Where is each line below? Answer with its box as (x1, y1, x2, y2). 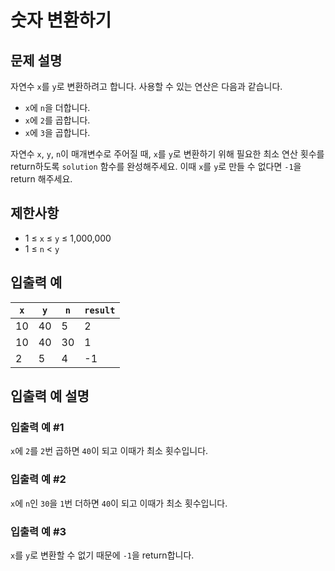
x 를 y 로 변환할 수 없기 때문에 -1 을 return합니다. (10, 549, 195, 561)
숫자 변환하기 (10, 9, 112, 32)
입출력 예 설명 (10, 388, 90, 405)
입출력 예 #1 (10, 420, 65, 434)
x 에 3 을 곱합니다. (24, 127, 91, 138)
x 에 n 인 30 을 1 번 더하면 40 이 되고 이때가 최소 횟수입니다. (10, 497, 228, 509)
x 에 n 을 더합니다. (24, 102, 91, 113)
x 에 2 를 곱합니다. (24, 114, 91, 126)
